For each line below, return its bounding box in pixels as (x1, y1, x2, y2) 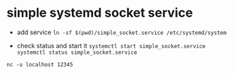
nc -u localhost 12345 (6, 61, 73, 68)
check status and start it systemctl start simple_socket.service (16, 41, 206, 50)
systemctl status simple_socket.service (16, 49, 137, 56)
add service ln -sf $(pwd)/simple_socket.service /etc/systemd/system (16, 28, 227, 36)
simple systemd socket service (6, 5, 193, 21)
